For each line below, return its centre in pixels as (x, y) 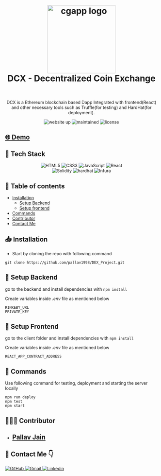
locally (12, 388)
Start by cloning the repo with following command (62, 253)
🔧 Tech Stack (25, 154)
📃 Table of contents (35, 186)
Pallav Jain (29, 437)
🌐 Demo (17, 137)
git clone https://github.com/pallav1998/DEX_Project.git (65, 263)
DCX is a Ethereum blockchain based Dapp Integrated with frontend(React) (81, 102)
